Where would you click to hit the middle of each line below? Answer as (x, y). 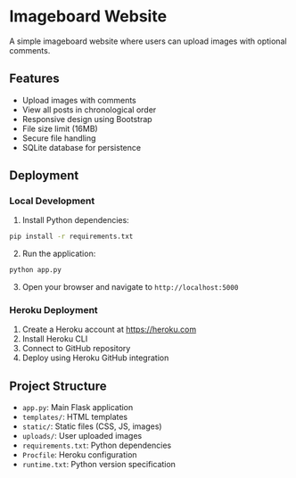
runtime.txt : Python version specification (99, 465)
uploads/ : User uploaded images (82, 436)
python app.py (36, 270)
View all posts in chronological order (89, 110)
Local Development (52, 201)
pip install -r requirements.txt (71, 237)
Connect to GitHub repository (76, 349)
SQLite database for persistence (81, 147)
